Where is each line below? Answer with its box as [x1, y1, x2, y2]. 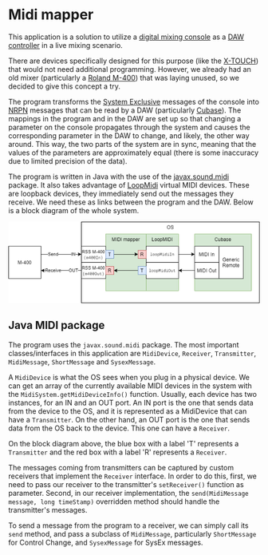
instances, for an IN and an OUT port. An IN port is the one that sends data [8, 398, 254, 407]
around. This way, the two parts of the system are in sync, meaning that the [8, 139, 257, 149]
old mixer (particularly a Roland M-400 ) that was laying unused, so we [8, 73, 239, 82]
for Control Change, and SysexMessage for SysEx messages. [8, 537, 203, 547]
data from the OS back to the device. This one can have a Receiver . [8, 423, 230, 433]
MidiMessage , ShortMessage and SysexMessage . [8, 357, 156, 367]
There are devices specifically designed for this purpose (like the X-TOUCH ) [8, 56, 259, 65]
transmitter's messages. [8, 505, 88, 514]
